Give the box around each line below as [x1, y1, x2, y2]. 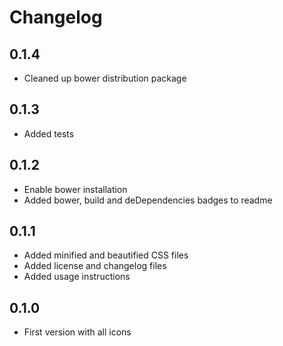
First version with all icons [23, 326, 132, 338]
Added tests [23, 127, 75, 140]
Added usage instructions [23, 271, 131, 283]
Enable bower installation [23, 183, 128, 195]
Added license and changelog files [23, 260, 167, 272]
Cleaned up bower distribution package [23, 72, 187, 84]
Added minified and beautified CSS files [23, 249, 189, 261]
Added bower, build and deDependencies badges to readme [23, 194, 273, 206]
